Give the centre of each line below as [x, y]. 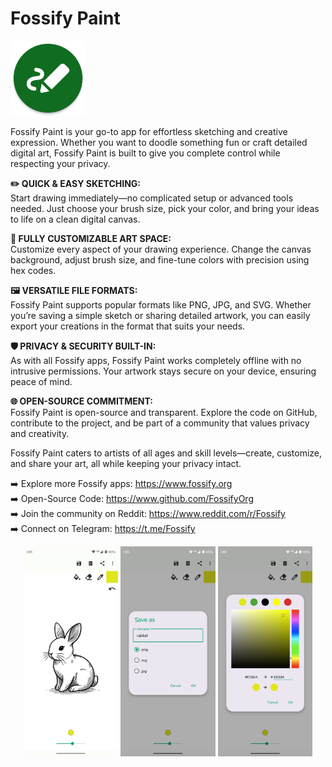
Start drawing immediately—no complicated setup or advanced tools [152, 198]
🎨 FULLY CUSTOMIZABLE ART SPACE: [91, 238]
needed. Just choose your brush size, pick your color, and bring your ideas [165, 208]
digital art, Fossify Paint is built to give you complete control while [145, 153]
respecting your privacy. [60, 163]
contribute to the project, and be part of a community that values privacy [160, 423]
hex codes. [33, 270]
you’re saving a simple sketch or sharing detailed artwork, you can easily [160, 315]
